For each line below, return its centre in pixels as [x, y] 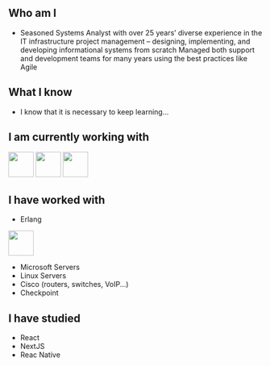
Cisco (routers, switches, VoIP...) [74, 285]
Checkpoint [39, 293]
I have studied [44, 318]
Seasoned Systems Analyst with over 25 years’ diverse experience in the [141, 32]
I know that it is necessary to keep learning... [94, 111]
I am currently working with [79, 137]
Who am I [32, 13]
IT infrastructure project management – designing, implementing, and [135, 41]
